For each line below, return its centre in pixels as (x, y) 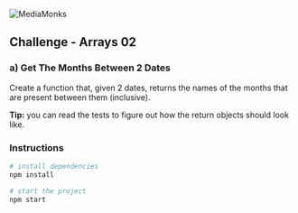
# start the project (48, 191)
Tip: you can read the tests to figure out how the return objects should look (149, 115)
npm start (28, 199)
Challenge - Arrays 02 (73, 42)
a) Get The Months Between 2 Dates (90, 68)
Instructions (37, 147)
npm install (32, 175)
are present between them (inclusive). (80, 97)
